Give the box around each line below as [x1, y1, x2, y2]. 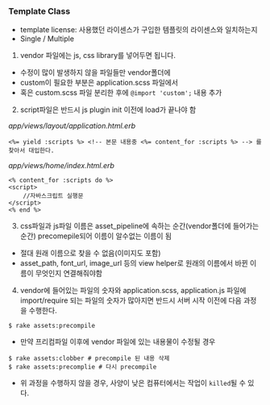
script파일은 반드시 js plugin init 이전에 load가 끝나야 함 [19, 105, 197, 114]
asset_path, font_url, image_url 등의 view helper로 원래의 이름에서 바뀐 [19, 258, 248, 268]
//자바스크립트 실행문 [23, 192, 84, 200]
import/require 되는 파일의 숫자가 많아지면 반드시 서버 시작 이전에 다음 [19, 295, 242, 305]
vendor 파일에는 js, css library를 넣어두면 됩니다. [19, 51, 176, 60]
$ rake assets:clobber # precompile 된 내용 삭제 [8, 354, 170, 363]
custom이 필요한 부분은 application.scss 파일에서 [19, 78, 179, 88]
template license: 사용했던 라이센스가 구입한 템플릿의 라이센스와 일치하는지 [19, 25, 258, 35]
